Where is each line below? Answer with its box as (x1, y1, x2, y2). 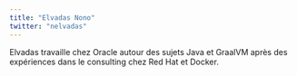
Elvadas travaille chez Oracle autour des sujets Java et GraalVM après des (9, 46, 288, 57)
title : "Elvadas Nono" (9, 13, 95, 23)
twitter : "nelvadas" (9, 22, 88, 31)
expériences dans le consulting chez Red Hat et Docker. (9, 56, 220, 67)
